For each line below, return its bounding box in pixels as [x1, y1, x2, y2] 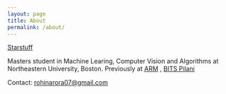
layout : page [7, 10, 46, 18]
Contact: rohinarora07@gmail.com [7, 78, 108, 87]
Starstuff [7, 43, 33, 52]
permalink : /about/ [7, 23, 65, 31]
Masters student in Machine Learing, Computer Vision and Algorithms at [7, 57, 219, 66]
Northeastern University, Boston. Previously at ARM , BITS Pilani [7, 65, 195, 73]
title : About [7, 17, 46, 24]
